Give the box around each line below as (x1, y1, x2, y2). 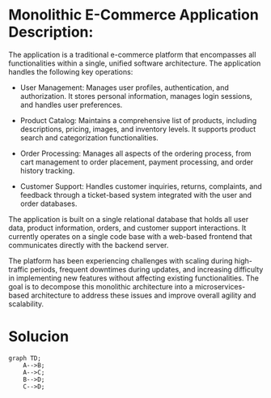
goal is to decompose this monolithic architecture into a (8, 281, 193, 291)
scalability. (8, 298, 44, 309)
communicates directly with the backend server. (8, 240, 169, 250)
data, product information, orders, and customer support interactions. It (8, 223, 247, 233)
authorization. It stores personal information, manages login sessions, (19, 91, 252, 101)
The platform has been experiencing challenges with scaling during (8, 255, 233, 265)
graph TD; (8, 354, 42, 362)
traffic (8, 264, 28, 274)
